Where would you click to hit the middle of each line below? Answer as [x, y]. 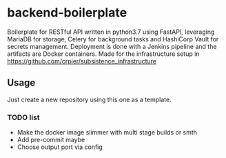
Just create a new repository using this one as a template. [89, 99]
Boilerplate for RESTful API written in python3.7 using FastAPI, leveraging [111, 32]
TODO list [23, 117]
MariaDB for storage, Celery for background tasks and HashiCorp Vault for [113, 39]
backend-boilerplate [67, 13]
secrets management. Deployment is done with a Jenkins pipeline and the [112, 46]
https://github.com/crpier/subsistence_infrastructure [82, 61]
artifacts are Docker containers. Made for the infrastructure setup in [103, 54]
